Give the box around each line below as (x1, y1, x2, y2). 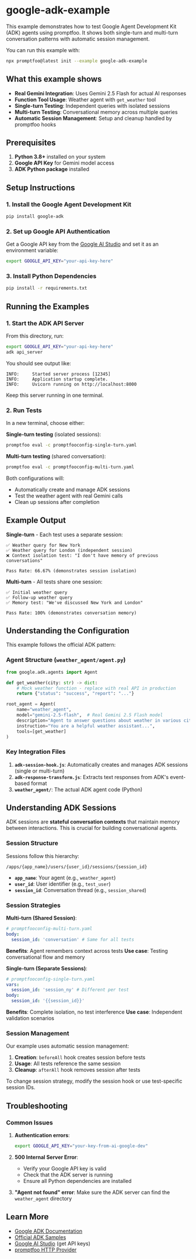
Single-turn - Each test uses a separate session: (6, 531, 124, 538)
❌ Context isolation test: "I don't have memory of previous (6, 553, 159, 558)
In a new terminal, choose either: (6, 420, 85, 427)
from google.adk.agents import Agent (6, 669, 98, 675)
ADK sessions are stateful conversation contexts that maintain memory (6, 818, 180, 825)
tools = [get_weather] (16, 728, 66, 735)
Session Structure (6, 839, 58, 848)
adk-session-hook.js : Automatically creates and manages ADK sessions (14, 761, 188, 768)
